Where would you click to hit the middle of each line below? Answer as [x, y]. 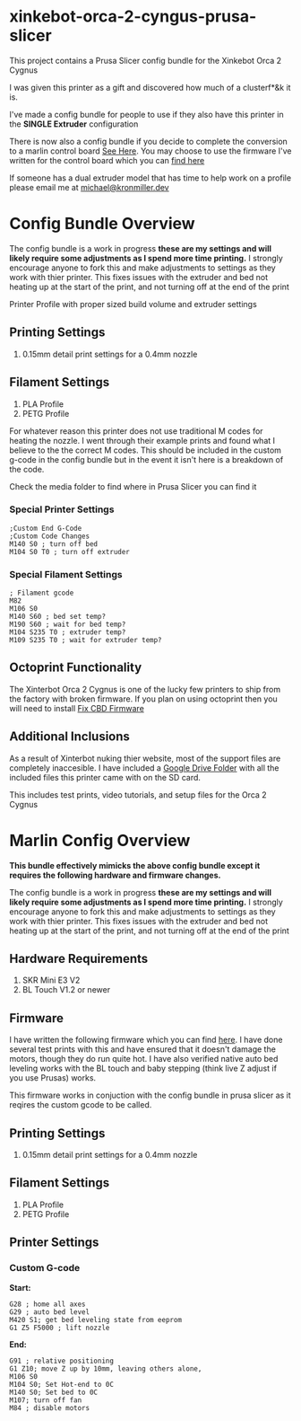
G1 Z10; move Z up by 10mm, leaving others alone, [106, 1368]
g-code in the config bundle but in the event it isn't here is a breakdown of [146, 459]
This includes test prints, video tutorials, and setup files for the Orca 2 [138, 794]
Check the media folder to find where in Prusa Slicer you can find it [133, 486]
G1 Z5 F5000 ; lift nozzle [60, 1328]
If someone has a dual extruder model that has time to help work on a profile [150, 178]
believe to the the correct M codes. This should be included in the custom [146, 450]
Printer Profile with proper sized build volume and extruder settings [133, 304]
